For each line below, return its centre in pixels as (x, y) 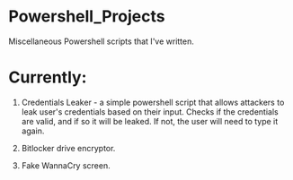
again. (33, 131)
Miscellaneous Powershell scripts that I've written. (102, 41)
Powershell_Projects (87, 17)
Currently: (48, 77)
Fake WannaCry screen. (66, 165)
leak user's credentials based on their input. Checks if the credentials (150, 111)
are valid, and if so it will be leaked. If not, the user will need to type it (150, 121)
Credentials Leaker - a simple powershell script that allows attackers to (153, 102)
